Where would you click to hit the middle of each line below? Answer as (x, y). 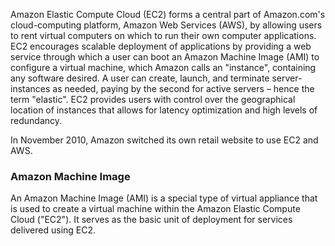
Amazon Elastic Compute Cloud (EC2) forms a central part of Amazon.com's (168, 14)
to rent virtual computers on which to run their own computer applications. (163, 35)
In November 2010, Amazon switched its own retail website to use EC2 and (164, 140)
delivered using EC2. (53, 230)
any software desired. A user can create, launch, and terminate (140, 78)
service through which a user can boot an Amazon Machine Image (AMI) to (165, 57)
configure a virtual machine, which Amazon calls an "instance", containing (163, 67)
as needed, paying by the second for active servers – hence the (183, 88)
